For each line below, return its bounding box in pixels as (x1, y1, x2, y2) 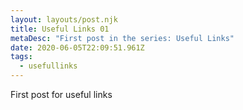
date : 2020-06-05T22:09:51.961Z (10, 42, 145, 53)
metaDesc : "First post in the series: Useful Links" (10, 33, 235, 43)
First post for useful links (10, 89, 113, 100)
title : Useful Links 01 (10, 24, 110, 34)
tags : (10, 52, 33, 62)
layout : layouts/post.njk (10, 14, 118, 25)
